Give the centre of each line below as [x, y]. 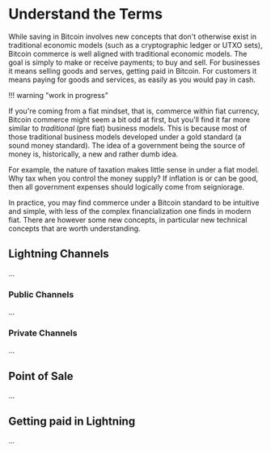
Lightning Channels [59, 254]
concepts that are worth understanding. [74, 228]
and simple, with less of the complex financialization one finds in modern [130, 211]
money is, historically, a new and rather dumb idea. [93, 154]
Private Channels [43, 333]
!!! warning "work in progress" [59, 95]
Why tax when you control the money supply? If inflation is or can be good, [133, 178]
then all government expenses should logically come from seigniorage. [127, 186]
